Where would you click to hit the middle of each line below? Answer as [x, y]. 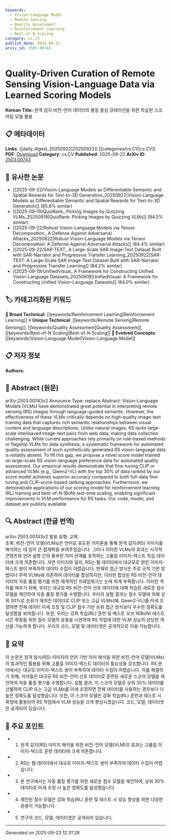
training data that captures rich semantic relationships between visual [78, 422]
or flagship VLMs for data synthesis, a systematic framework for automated [84, 444]
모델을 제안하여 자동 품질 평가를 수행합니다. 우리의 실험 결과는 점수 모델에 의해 [83, 594]
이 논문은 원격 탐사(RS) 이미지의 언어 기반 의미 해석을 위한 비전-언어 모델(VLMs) [85, 657]
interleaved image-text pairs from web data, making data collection [88, 433]
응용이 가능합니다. [38, 806]
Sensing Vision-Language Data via [80, 84]
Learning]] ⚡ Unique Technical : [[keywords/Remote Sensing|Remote [77, 320]
